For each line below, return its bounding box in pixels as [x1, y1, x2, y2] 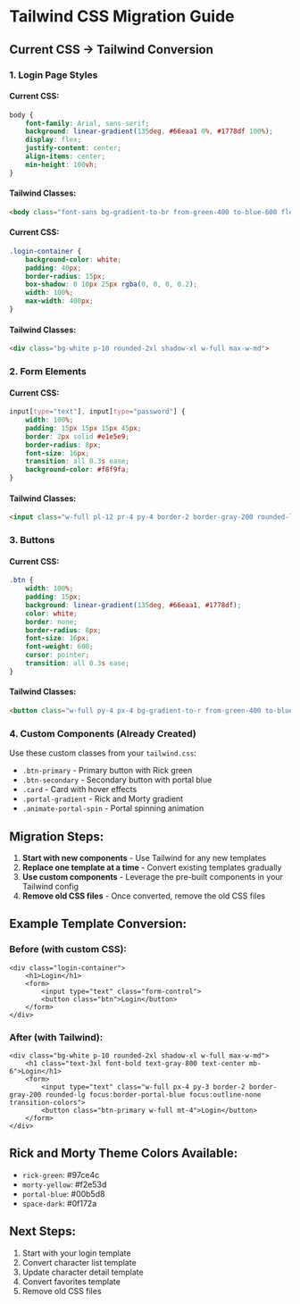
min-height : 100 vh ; [25, 160, 98, 169]
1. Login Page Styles [9, 69, 98, 81]
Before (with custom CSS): [9, 943, 128, 956]
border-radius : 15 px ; [25, 272, 105, 280]
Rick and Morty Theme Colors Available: [9, 1146, 238, 1161]
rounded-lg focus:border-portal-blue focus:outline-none [45, 1090, 262, 1099]
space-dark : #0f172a [21, 1198, 97, 1208]
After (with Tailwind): [9, 1031, 104, 1043]
